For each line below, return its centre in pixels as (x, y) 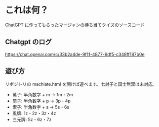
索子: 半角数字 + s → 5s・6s (41, 107)
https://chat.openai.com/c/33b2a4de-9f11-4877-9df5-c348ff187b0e (75, 54)
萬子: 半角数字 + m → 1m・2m (42, 94)
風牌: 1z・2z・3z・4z (34, 113)
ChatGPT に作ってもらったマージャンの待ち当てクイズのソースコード (75, 25)
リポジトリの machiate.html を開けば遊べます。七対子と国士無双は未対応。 (81, 84)
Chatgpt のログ (28, 42)
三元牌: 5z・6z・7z (32, 119)
